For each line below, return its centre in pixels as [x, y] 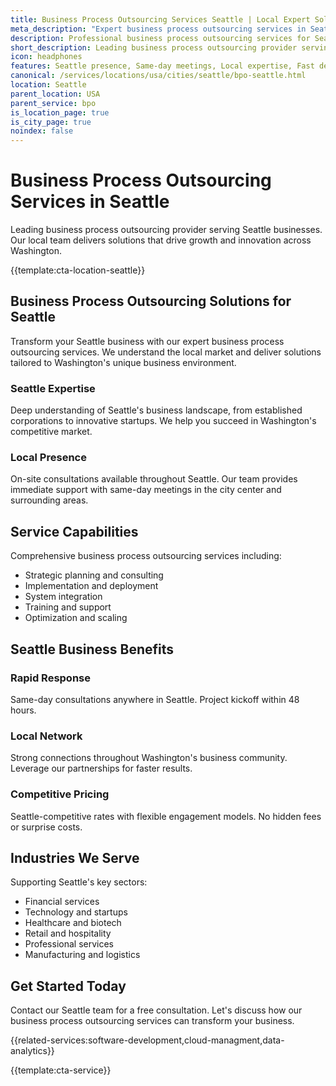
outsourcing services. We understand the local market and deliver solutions [166, 352]
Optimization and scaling [76, 618]
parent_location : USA [55, 94]
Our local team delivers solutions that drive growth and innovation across [161, 240]
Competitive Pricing [60, 794]
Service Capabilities [74, 531]
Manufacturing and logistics [82, 955]
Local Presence [48, 458]
